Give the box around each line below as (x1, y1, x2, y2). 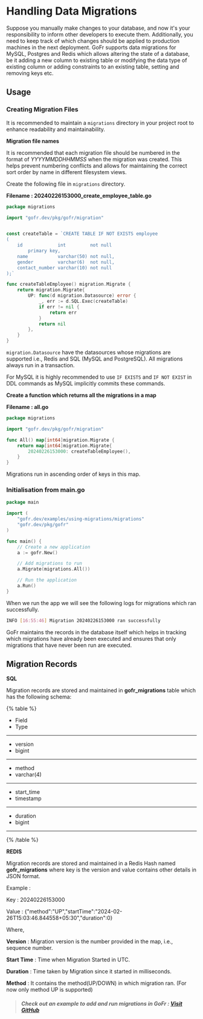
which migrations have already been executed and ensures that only (6, 635, 176, 642)
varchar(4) (14, 771, 42, 778)
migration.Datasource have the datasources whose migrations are (6, 349, 171, 356)
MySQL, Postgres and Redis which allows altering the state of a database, (6, 50, 190, 57)
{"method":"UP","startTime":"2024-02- (24, 908, 123, 915)
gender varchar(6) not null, (17, 259, 115, 265)
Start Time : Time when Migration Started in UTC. (6, 956, 130, 963)
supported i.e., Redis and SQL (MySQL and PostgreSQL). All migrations (6, 355, 183, 362)
